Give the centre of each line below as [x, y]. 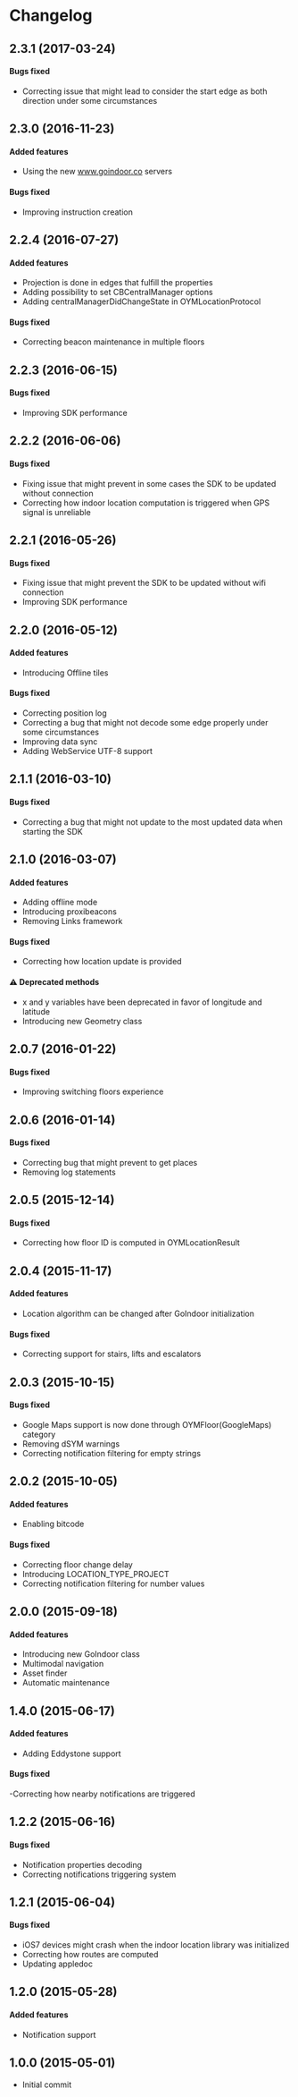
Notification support [59, 2034]
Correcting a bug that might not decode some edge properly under [145, 722]
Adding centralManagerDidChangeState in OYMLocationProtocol [141, 301]
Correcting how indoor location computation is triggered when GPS [146, 503]
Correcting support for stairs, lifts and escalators [112, 1354]
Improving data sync [60, 741]
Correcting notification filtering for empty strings [112, 1453]
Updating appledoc [58, 1964]
